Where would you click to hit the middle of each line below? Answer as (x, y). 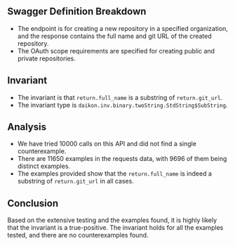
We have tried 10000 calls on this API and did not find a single (107, 144)
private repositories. (46, 58)
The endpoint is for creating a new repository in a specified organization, (122, 28)
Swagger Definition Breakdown (77, 12)
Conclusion (33, 203)
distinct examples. (44, 166)
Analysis (27, 127)
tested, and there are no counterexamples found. (78, 235)
